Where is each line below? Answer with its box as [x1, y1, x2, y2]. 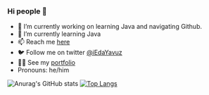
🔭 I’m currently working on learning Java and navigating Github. [17, 23, 203, 31]
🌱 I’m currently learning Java [17, 30, 101, 38]
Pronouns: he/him [17, 66, 70, 75]
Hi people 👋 [7, 6, 47, 16]
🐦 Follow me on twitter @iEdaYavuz [17, 49, 123, 57]
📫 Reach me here [17, 38, 70, 46]
